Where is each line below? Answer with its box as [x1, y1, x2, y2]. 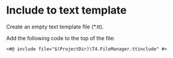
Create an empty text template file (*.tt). [6, 23, 104, 30]
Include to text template [6, 4, 127, 17]
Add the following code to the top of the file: [6, 34, 116, 41]
